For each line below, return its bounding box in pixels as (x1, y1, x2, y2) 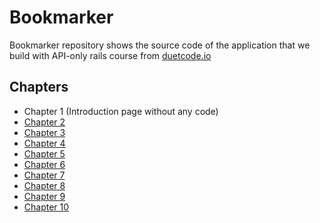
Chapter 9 (23, 190, 66, 202)
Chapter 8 (23, 179, 66, 191)
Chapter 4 (23, 137, 66, 149)
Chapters (9, 79, 69, 96)
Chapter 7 (23, 169, 66, 181)
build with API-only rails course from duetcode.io (9, 49, 212, 61)
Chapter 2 (23, 116, 66, 128)
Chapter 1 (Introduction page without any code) (23, 105, 219, 117)
